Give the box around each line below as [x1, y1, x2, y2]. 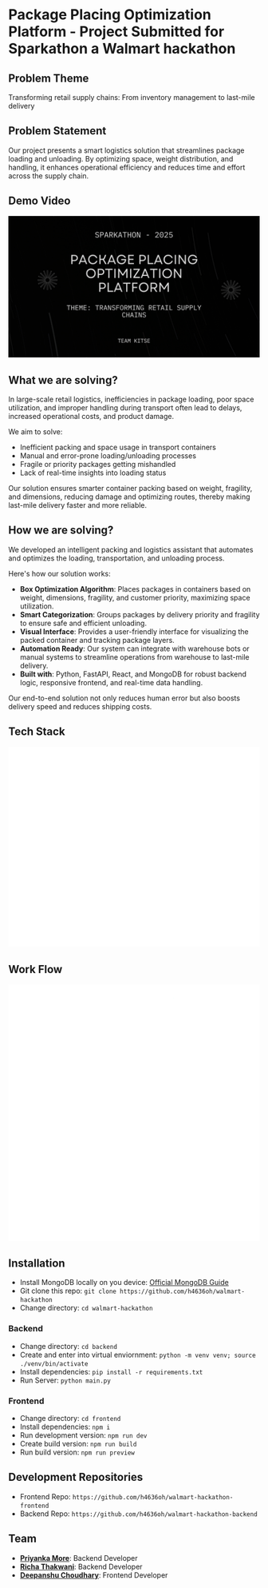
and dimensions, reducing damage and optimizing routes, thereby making [8, 492, 250, 501]
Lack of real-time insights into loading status [19, 468, 167, 477]
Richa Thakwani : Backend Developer [19, 1562, 143, 1571]
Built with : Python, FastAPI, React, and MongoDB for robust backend [19, 669, 247, 679]
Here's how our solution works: [8, 569, 112, 578]
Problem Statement [8, 124, 107, 138]
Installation [8, 1256, 65, 1270]
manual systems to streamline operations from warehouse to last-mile [19, 652, 250, 661]
